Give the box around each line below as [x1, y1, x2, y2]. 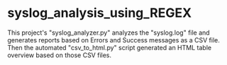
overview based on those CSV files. [7, 51, 112, 59]
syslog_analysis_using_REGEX [7, 5, 192, 21]
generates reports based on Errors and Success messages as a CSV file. [7, 35, 220, 44]
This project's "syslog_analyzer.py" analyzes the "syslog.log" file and [7, 28, 211, 37]
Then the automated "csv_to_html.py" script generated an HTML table [7, 43, 211, 52]
